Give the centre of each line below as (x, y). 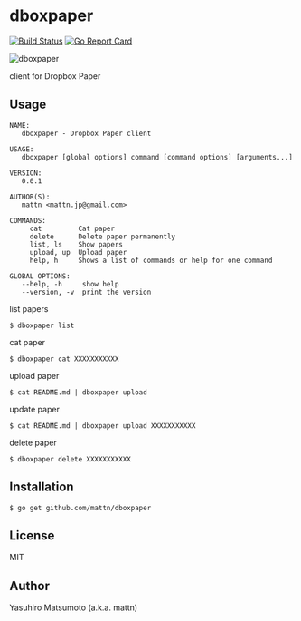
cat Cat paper (72, 228)
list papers (29, 308)
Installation (42, 487)
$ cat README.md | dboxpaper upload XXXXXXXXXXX (103, 426)
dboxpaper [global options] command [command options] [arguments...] (157, 157)
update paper (35, 409)
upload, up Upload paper (78, 252)
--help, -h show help (70, 284)
